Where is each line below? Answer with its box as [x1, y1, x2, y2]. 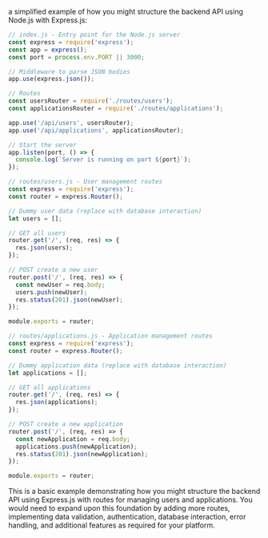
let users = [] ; [8, 214, 62, 223]
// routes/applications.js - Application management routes [8, 332, 214, 340]
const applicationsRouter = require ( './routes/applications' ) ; [8, 104, 224, 112]
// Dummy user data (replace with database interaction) [8, 207, 202, 215]
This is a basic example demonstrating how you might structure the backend [8, 487, 261, 496]
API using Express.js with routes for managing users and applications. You [8, 495, 254, 504]
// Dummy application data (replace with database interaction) [8, 361, 227, 370]
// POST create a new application [8, 420, 124, 428]
